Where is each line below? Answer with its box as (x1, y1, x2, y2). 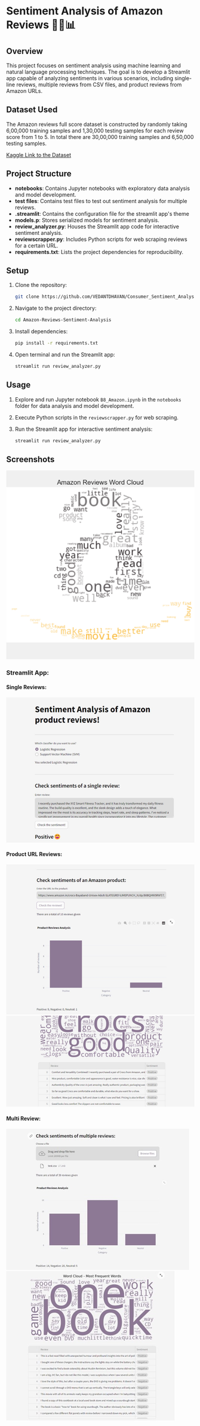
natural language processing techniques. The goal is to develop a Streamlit (6, 68, 190, 75)
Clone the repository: (14, 282, 67, 289)
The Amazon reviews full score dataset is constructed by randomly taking (6, 120, 187, 128)
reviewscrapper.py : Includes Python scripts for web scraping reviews (14, 235, 187, 243)
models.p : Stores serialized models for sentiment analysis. (14, 216, 159, 223)
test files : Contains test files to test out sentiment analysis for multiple (14, 197, 187, 204)
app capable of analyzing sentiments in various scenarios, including (6, 75, 174, 81)
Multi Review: (6, 1114, 41, 1122)
